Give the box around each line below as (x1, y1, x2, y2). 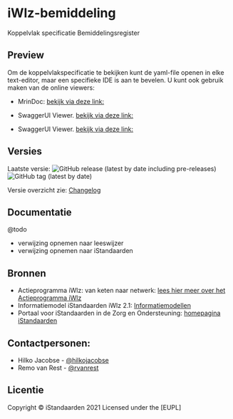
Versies (7, 145, 43, 157)
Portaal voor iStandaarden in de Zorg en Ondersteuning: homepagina (17, 309, 221, 318)
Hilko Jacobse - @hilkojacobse (17, 356, 109, 364)
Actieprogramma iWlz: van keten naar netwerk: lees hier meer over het (17, 286, 226, 295)
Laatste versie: (7, 164, 51, 172)
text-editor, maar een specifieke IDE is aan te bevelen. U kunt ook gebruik (7, 76, 224, 84)
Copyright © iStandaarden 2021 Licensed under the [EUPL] (7, 403, 182, 411)
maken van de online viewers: (7, 83, 95, 92)
